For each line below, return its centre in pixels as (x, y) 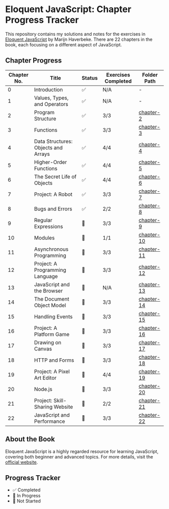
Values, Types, (51, 98)
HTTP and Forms (54, 360)
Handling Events (53, 316)
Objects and (48, 147)
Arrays (42, 154)
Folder (150, 75)
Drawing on (48, 343)
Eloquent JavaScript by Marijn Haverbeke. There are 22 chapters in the (79, 39)
